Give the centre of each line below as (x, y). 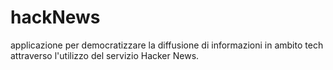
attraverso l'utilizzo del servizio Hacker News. (105, 55)
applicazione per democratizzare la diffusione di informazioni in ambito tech (167, 45)
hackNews (55, 17)
